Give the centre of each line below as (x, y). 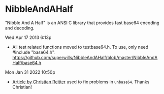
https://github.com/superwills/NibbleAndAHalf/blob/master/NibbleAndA (85, 57)
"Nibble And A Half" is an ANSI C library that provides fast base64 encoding (82, 23)
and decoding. (20, 28)
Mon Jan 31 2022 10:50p (30, 72)
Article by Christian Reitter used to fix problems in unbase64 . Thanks (81, 82)
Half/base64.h (27, 63)
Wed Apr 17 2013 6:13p (28, 37)
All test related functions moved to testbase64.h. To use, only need (80, 47)
